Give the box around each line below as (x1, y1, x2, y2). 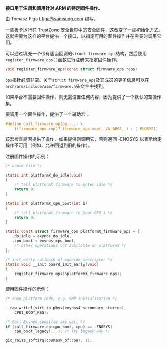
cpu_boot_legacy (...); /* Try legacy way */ (14, 329, 110, 334)
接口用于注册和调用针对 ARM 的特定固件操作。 (5, 5, 103, 11)
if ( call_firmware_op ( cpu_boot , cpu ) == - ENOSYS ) (5, 324, 113, 329)
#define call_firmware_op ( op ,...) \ (5, 121, 83, 127)
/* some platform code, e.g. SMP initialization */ (5, 296, 117, 301)
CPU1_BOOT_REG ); (14, 310, 49, 315)
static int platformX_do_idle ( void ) (5, 172, 83, 178)
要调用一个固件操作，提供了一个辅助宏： (5, 111, 90, 117)
